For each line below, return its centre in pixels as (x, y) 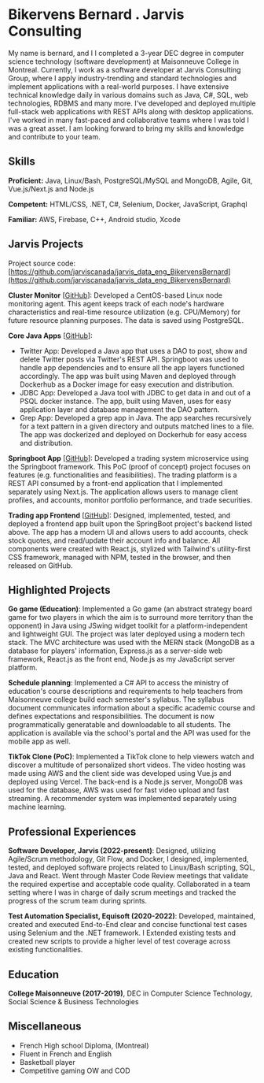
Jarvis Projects (46, 245)
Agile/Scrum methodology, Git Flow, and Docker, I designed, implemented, (128, 859)
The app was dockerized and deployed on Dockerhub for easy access (133, 434)
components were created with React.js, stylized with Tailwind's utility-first (130, 548)
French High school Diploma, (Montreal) (84, 1045)
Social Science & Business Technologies (73, 1001)
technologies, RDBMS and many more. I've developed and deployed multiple (132, 103)
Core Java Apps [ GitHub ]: (50, 336)
